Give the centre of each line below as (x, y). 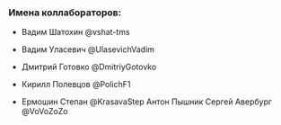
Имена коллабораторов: (65, 13)
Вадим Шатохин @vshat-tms (76, 32)
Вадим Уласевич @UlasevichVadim (88, 49)
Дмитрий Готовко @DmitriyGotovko (89, 67)
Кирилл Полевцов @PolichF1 (76, 85)
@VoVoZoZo (44, 112)
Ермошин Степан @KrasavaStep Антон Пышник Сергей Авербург (147, 102)
